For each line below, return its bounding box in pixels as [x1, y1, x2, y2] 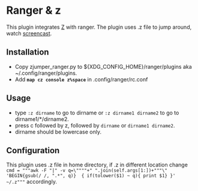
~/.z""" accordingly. [6, 178, 57, 186]
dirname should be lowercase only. [14, 128, 102, 135]
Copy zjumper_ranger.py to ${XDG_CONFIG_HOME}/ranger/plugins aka [14, 63, 192, 70]
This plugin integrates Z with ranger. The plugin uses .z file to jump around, [6, 23, 192, 31]
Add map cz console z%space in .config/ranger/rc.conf [14, 75, 148, 83]
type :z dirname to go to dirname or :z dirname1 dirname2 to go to [14, 109, 179, 116]
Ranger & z [6, 4, 61, 17]
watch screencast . [6, 29, 52, 37]
